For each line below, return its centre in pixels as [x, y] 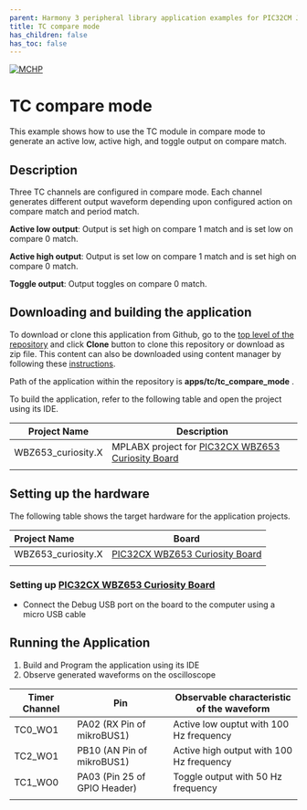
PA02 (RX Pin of [111, 724]
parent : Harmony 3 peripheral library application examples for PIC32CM [151, 18]
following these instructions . [63, 363]
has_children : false [49, 35]
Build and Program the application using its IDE [111, 665]
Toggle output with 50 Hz [228, 776]
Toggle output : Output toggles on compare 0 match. [108, 284]
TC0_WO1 [37, 730]
